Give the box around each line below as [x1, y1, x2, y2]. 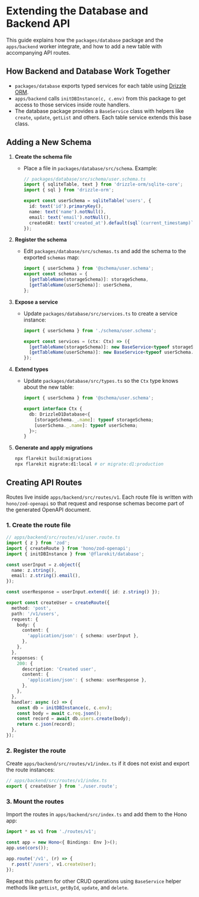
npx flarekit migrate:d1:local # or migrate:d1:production [14, 461, 164, 467]
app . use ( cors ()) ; [6, 845, 49, 851]
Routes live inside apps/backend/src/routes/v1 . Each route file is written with [6, 493, 193, 501]
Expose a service [14, 298, 58, 306]
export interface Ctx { [23, 406, 83, 412]
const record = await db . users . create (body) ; [17, 716, 131, 722]
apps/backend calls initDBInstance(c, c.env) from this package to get [14, 95, 186, 102]
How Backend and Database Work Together [6, 67, 171, 77]
